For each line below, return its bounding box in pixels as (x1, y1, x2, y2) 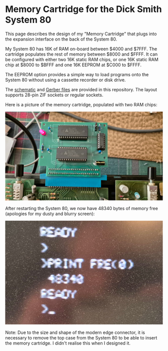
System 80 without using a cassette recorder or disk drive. (5, 77, 126, 83)
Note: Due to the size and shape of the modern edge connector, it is (5, 329, 145, 335)
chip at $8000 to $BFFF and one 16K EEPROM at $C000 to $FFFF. (5, 62, 141, 68)
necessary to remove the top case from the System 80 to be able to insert (5, 335, 157, 341)
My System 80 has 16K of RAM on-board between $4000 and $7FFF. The (5, 46, 157, 52)
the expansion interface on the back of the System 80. (5, 36, 117, 42)
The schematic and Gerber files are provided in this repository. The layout (5, 86, 157, 92)
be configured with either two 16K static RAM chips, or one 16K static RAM (5, 56, 158, 62)
